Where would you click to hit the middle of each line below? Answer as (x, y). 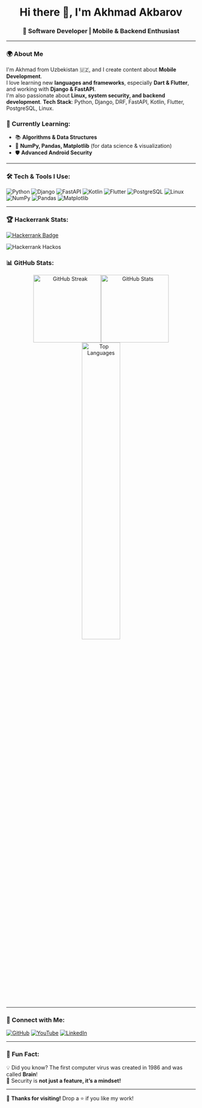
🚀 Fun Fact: (23, 1054)
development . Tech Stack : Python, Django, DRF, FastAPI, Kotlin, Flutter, (95, 102)
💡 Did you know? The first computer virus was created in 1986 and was (94, 1067)
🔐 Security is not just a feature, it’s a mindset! (64, 1080)
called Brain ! (22, 1074)
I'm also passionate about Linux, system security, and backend (86, 95)
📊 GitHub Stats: (30, 263)
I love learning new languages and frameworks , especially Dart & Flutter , (98, 82)
